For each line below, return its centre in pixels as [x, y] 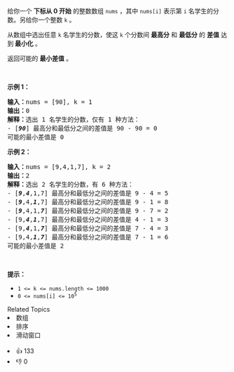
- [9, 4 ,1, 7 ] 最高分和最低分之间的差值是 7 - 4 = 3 [88, 228]
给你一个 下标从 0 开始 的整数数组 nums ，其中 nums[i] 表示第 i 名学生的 [110, 11]
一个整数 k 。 [56, 20]
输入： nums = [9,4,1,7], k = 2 [59, 167]
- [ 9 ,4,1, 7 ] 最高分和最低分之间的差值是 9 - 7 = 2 [88, 211]
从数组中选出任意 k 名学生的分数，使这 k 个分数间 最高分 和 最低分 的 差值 [113, 35]
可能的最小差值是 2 [36, 246]
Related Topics [29, 309]
